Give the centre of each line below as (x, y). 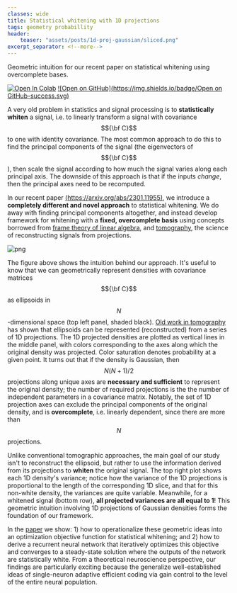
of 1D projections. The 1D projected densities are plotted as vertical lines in (116, 337)
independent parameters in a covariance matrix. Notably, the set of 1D (109, 397)
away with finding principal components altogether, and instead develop (112, 213)
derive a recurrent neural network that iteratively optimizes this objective (113, 544)
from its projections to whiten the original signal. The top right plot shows (114, 470)
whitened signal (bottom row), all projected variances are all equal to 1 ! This (119, 501)
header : (19, 34)
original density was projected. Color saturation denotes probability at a (112, 352)
